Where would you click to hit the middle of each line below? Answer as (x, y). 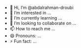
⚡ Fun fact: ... (23, 41)
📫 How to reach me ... (32, 29)
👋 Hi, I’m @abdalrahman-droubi (41, 8)
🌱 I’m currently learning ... (36, 18)
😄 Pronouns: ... (26, 36)
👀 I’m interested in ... (30, 13)
